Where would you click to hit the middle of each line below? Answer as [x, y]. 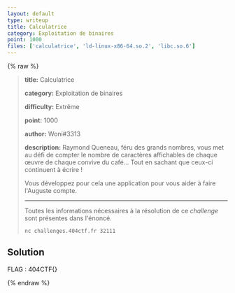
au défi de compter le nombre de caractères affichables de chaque [121, 155]
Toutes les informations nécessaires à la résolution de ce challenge [121, 211]
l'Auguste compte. [50, 191]
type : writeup [28, 20]
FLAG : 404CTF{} [33, 269]
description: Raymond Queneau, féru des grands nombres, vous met [124, 147]
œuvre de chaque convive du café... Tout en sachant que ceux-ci [119, 162]
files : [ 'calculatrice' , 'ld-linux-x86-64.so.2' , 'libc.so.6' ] [101, 46]
